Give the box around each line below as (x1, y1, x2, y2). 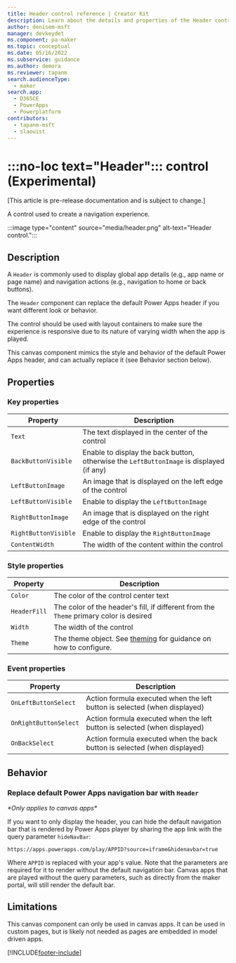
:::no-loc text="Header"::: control (7, 158, 209, 174)
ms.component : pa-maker (7, 37, 77, 44)
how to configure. (53, 642, 112, 652)
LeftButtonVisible (11, 497, 72, 505)
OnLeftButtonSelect (11, 699, 76, 707)
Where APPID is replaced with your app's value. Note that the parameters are (7, 858, 228, 867)
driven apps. (7, 934, 44, 943)
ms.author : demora (7, 63, 61, 70)
